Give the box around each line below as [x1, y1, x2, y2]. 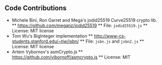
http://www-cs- [94, 33, 126, 39]
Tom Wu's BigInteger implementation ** [11, 33, 93, 39]
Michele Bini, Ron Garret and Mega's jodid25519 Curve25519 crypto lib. [11, 17, 158, 23]
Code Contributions [4, 4, 67, 12]
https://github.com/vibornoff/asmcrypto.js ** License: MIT [11, 54, 131, 60]
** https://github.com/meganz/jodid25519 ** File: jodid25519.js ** [11, 22, 148, 28]
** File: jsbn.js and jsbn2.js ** [80, 38, 144, 44]
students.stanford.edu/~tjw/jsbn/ [11, 38, 80, 44]
